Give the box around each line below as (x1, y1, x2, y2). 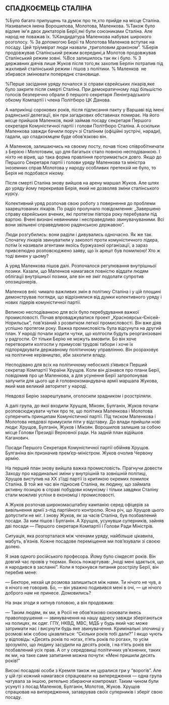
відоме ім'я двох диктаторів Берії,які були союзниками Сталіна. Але (5, 28, 153, 34)
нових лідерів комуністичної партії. (5, 299, 82, 305)
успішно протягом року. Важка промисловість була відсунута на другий (5, 325, 161, 331)
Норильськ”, (5, 320, 32, 326)
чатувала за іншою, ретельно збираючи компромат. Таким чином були (5, 678, 159, 684)
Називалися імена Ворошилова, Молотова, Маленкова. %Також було (5, 23, 155, 29)
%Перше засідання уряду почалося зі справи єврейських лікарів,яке (5, 81, 155, 87)
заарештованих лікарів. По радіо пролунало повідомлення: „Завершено (5, 205, 161, 211)
